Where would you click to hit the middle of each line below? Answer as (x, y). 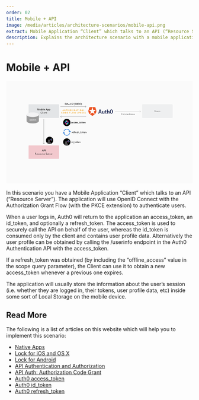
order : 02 (18, 12)
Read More (27, 315)
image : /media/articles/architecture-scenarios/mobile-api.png (86, 25)
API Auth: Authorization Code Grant (58, 372)
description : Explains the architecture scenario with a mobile (87, 38)
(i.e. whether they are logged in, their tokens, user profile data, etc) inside (96, 290)
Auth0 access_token (40, 379)
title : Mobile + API (32, 19)
